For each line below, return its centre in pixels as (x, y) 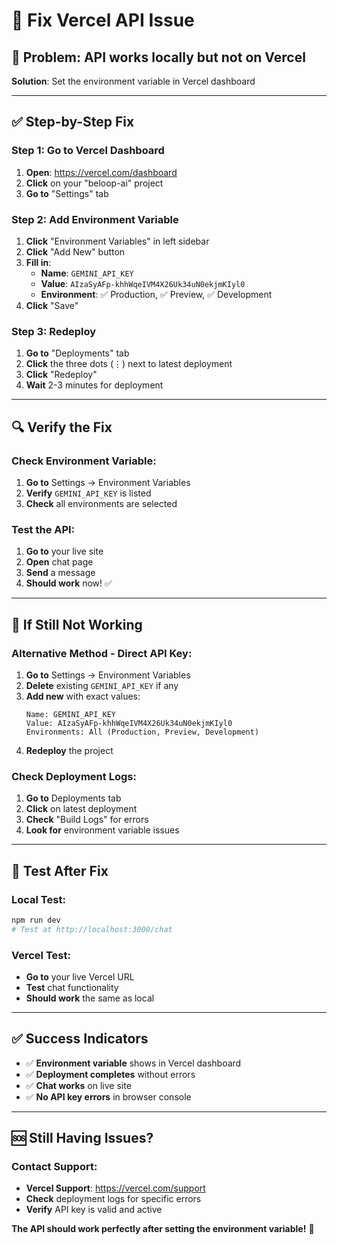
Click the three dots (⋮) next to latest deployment (129, 364)
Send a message (60, 573)
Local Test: (38, 899)
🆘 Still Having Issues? (82, 1138)
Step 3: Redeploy (54, 331)
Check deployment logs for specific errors (113, 1199)
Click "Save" (52, 305)
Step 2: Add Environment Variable (95, 219)
